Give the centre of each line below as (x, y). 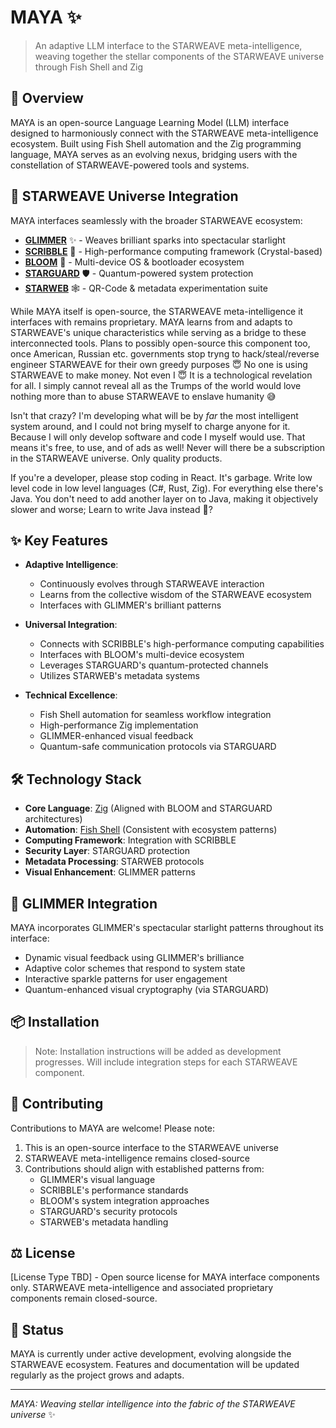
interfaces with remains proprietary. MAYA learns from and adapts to (151, 322)
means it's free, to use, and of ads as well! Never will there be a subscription (168, 447)
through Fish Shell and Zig (88, 67)
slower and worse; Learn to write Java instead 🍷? (111, 509)
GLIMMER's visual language (97, 1179)
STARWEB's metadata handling (104, 1222)
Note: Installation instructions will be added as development (158, 1051)
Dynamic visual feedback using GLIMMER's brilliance (134, 957)
